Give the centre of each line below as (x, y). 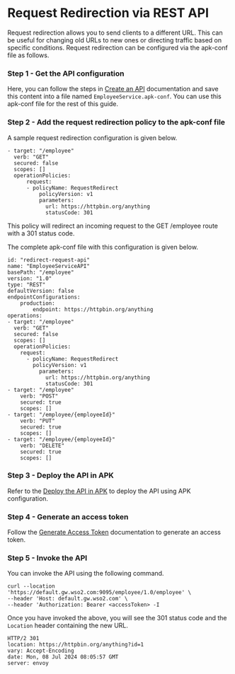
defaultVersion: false (41, 291)
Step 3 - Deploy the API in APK (61, 475)
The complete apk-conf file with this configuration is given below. (103, 247)
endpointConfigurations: (44, 297)
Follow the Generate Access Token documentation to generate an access (114, 533)
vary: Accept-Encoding (41, 651)
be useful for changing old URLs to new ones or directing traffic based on (114, 40)
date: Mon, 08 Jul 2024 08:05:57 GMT (63, 657)
